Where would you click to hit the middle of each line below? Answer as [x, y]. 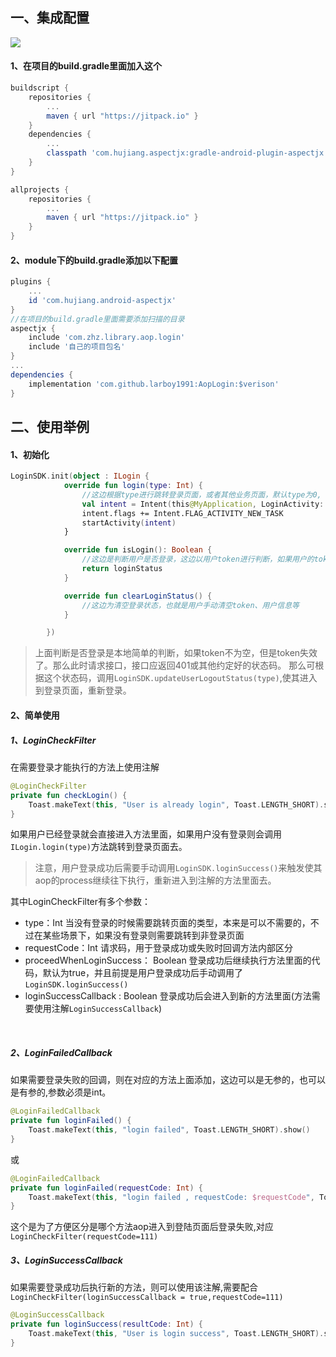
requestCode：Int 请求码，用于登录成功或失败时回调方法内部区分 [158, 948]
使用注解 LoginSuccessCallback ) [98, 1009]
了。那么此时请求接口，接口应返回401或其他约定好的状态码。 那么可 [175, 665]
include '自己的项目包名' [77, 347]
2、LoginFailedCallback [61, 1052]
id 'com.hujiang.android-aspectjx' [102, 300]
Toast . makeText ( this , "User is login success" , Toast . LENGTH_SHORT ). [176, 1334]
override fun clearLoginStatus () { [138, 596]
